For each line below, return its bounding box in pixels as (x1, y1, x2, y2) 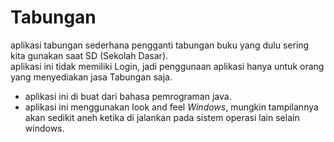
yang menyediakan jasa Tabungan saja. (10, 71, 173, 83)
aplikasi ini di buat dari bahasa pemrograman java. (24, 90, 232, 102)
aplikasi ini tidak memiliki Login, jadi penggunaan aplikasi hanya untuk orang (10, 60, 325, 72)
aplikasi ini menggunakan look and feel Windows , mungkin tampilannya (24, 101, 319, 113)
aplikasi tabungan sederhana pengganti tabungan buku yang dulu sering (10, 39, 310, 51)
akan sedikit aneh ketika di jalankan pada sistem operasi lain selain (24, 111, 300, 123)
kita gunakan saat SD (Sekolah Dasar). (10, 49, 169, 61)
